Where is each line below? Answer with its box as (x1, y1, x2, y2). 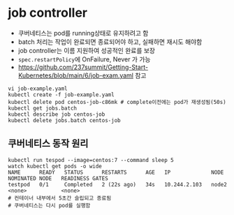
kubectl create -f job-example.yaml (8, 91, 115, 98)
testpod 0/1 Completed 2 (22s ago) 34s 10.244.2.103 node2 (8, 181, 228, 188)
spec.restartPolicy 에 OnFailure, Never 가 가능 (17, 54, 151, 64)
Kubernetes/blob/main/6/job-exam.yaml (17, 71, 134, 80)
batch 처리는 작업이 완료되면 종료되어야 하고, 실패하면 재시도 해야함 (17, 37, 203, 46)
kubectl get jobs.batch (8, 105, 78, 112)
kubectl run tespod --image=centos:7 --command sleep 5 (8, 156, 174, 163)
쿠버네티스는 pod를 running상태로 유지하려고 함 (17, 29, 149, 37)
